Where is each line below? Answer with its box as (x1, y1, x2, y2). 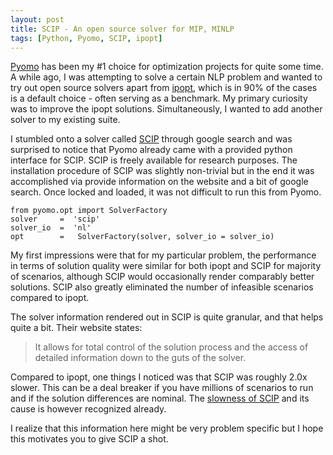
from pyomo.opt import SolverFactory (10, 206, 168, 216)
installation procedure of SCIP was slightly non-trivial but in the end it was (10, 165, 315, 177)
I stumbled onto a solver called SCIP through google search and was (10, 133, 293, 145)
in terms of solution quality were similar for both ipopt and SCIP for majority (10, 260, 322, 272)
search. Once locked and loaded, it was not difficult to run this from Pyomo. (10, 186, 322, 198)
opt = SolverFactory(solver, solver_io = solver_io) (10, 232, 275, 242)
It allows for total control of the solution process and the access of (34, 341, 309, 353)
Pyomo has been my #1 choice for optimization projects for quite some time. (10, 61, 324, 73)
